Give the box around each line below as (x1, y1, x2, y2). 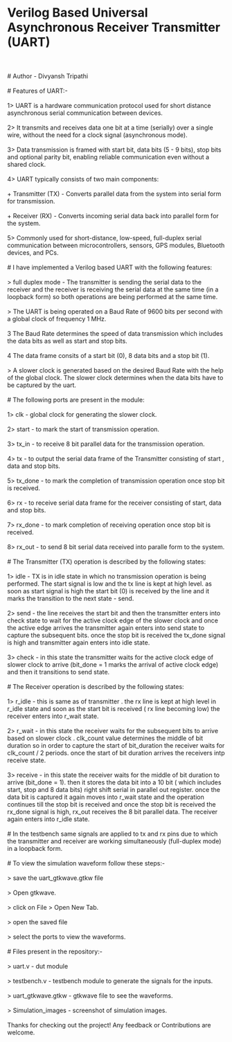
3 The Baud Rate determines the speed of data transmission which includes (7, 329, 224, 337)
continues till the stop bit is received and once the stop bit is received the (7, 800, 216, 808)
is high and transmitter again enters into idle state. (7, 638, 150, 647)
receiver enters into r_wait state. (7, 712, 99, 720)
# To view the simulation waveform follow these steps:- (7, 859, 165, 867)
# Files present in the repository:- (7, 947, 102, 955)
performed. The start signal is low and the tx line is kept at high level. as (7, 580, 213, 588)
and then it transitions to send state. (7, 667, 110, 676)
